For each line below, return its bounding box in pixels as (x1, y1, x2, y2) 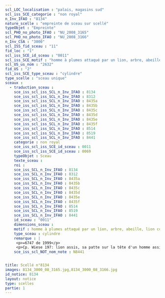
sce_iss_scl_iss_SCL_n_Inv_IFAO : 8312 (14, 94, 96, 99)
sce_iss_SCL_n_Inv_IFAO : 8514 (14, 204, 78, 209)
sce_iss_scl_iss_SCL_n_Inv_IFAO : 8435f (14, 121, 98, 126)
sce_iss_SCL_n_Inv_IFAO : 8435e (14, 195, 80, 200)
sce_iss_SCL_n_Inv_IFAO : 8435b (14, 181, 80, 186)
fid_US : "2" (5, 67, 32, 72)
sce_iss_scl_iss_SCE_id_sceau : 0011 (14, 145, 91, 149)
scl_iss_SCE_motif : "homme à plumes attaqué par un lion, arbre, (5, 58, 144, 62)
